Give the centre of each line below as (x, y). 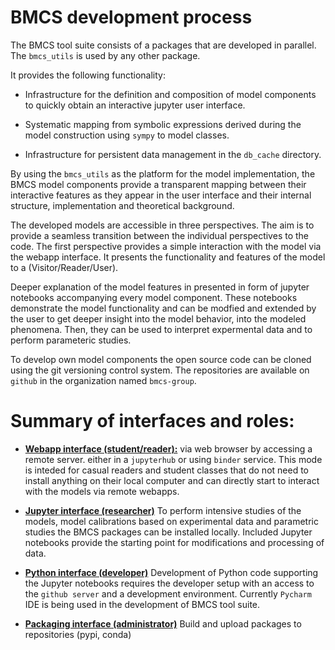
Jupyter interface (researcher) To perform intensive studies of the (163, 510)
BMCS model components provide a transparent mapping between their (158, 184)
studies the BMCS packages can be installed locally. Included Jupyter (168, 532)
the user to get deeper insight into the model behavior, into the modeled (158, 318)
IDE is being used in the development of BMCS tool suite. (142, 604)
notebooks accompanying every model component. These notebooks (154, 297)
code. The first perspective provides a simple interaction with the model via (166, 246)
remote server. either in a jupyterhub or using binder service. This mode (173, 459)
